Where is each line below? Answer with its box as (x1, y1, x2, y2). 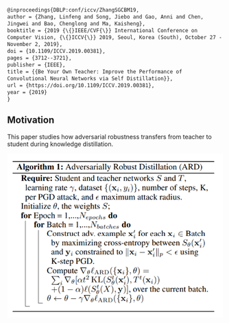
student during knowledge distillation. (7, 140, 114, 148)
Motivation (7, 115, 55, 126)
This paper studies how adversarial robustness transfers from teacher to (7, 132, 213, 141)
